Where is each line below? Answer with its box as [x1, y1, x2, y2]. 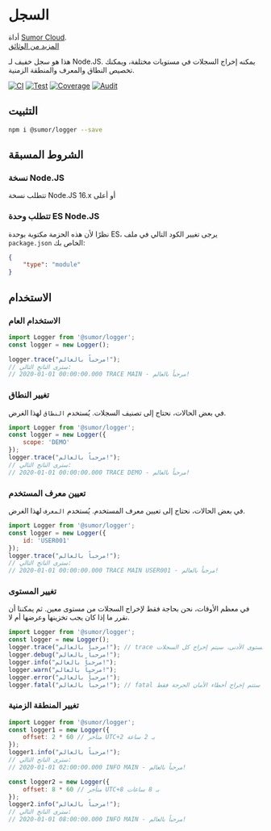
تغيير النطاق [8, 389, 50, 401]
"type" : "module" [23, 261, 81, 269]
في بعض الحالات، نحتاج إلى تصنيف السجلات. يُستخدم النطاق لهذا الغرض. [8, 408, 227, 418]
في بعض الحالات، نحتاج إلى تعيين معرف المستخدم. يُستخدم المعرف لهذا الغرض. [8, 506, 246, 516]
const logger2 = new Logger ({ [8, 778, 110, 786]
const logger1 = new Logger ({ [8, 725, 110, 734]
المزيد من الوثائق [8, 40, 60, 50]
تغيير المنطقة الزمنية [8, 700, 79, 711]
